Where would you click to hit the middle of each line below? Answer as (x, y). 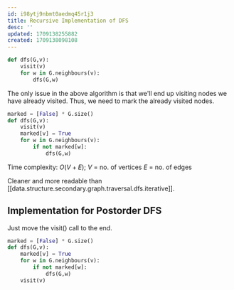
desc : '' (20, 27)
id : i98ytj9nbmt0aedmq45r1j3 (50, 14)
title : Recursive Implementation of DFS (68, 21)
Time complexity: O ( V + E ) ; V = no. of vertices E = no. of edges (100, 167)
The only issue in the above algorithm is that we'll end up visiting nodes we (117, 93)
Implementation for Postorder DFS (85, 211)
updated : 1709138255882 (43, 34)
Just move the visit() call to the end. (60, 227)
